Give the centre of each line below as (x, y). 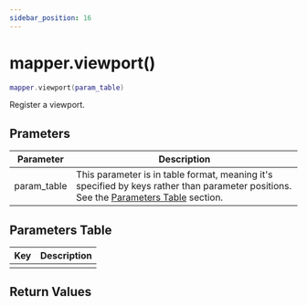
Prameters (40, 133)
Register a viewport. (47, 105)
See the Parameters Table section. (150, 197)
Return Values (51, 292)
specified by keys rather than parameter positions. (184, 186)
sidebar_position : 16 (51, 18)
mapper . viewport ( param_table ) (67, 88)
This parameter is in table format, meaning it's (175, 174)
